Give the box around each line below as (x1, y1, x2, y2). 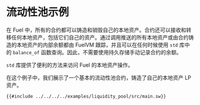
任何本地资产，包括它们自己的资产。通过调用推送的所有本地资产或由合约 (11, 33, 189, 41)
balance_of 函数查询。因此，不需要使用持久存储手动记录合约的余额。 (12, 48, 182, 55)
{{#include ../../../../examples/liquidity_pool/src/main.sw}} (6, 93, 167, 99)
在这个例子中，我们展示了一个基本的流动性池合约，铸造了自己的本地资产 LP (6, 74, 192, 81)
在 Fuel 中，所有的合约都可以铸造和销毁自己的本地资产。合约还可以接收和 (6, 26, 186, 33)
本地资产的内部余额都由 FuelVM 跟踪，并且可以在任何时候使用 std (16, 41, 179, 48)
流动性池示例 (6, 5, 70, 19)
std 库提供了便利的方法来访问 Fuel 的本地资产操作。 (6, 61, 133, 69)
